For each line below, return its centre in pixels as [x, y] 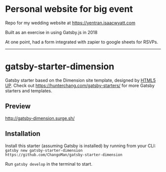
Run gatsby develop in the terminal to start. [49, 164]
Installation [23, 134]
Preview [18, 107]
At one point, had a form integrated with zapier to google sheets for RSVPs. [82, 42]
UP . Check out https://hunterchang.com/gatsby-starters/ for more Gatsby [80, 86]
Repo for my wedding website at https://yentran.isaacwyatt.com [70, 23]
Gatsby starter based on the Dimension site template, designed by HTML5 [81, 80]
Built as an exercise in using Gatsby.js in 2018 [51, 32]
